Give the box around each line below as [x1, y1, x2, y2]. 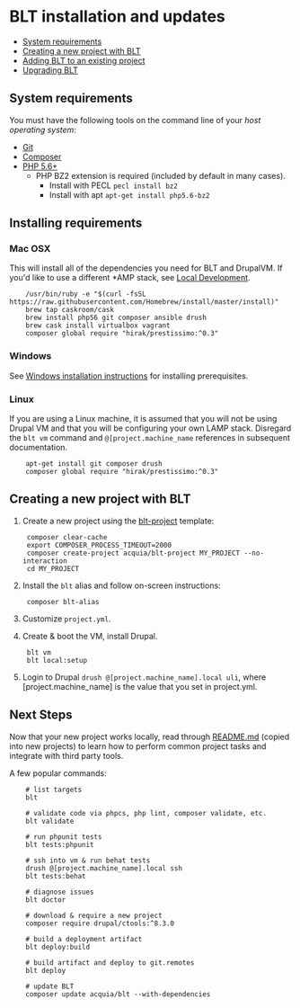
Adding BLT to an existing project [22, 55, 146, 66]
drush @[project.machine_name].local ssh [25, 863, 182, 873]
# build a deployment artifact [25, 934, 143, 943]
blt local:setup [26, 656, 88, 665]
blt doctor [25, 895, 66, 905]
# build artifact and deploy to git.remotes [25, 958, 195, 968]
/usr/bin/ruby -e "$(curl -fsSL [25, 290, 146, 299]
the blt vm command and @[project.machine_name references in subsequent [9, 433, 290, 443]
